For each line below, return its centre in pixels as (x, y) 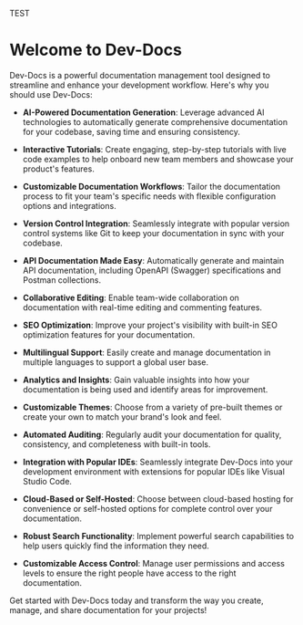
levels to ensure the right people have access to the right (129, 573)
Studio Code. (47, 481)
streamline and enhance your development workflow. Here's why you (140, 85)
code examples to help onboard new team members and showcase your (158, 159)
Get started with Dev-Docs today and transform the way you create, (136, 600)
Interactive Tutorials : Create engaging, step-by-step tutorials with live (154, 149)
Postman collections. (62, 280)
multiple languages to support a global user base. (116, 362)
